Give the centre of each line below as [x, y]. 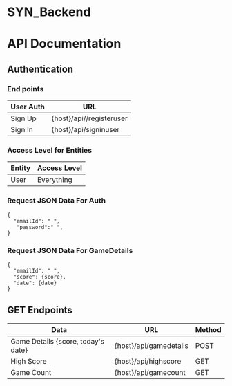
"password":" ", [40, 227]
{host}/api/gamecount [150, 372]
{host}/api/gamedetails [151, 345]
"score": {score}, [40, 277]
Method [208, 329]
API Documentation [64, 44]
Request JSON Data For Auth [56, 201]
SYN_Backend [49, 12]
